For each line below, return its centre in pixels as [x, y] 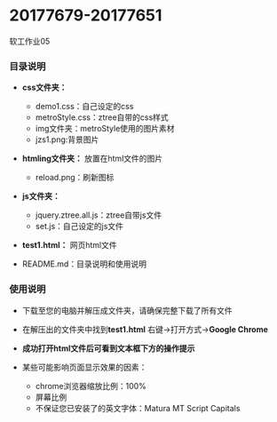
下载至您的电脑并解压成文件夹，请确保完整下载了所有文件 [127, 310]
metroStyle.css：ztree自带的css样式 [102, 117]
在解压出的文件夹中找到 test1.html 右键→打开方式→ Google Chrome [145, 329]
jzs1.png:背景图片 [67, 139]
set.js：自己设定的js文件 [79, 227]
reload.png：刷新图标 [75, 178]
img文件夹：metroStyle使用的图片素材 [105, 129]
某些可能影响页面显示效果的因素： [84, 367]
